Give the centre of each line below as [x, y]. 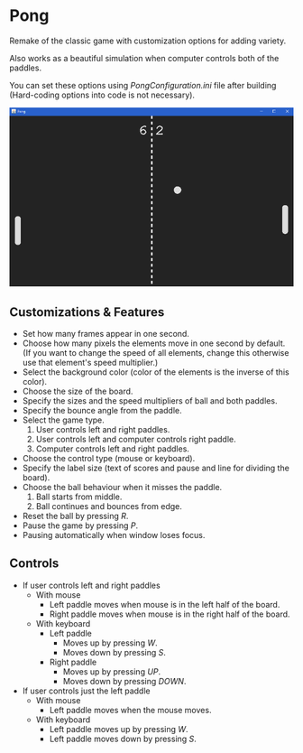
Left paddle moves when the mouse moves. [130, 710]
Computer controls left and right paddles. [112, 449]
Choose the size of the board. [78, 391]
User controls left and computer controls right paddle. [136, 440]
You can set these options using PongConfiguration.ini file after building [143, 85]
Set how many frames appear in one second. [106, 334]
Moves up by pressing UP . [112, 671]
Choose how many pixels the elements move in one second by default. [154, 343]
